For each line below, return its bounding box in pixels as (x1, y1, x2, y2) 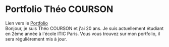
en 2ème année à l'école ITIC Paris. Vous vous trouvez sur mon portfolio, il (5, 30, 160, 36)
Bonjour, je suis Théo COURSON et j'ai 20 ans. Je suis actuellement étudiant (5, 25, 164, 31)
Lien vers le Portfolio (5, 20, 48, 26)
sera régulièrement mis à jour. (5, 36, 67, 42)
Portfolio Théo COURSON (5, 3, 114, 15)
